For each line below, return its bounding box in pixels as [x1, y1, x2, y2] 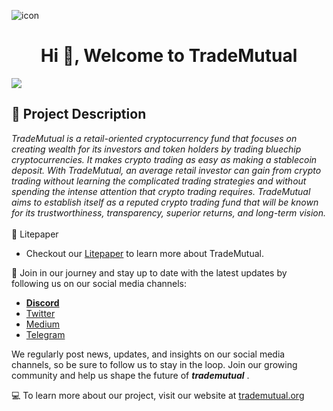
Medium [25, 318, 61, 330]
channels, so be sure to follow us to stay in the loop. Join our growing [11, 358, 298, 370]
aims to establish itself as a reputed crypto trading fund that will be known [11, 196, 319, 208]
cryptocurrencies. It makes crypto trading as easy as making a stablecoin [11, 153, 318, 165]
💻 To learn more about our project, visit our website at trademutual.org [11, 389, 305, 401]
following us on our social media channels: [11, 277, 188, 289]
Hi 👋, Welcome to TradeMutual [40, 45, 298, 67]
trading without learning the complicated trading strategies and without [11, 175, 307, 187]
